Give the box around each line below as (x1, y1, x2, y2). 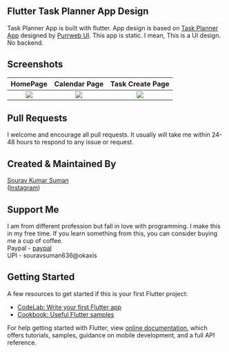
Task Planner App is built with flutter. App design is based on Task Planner (7, 23, 219, 32)
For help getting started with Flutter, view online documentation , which (7, 324, 208, 332)
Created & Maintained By (7, 158, 117, 170)
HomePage (10, 79, 48, 88)
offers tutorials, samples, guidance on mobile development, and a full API (7, 331, 215, 339)
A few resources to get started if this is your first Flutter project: (7, 289, 188, 297)
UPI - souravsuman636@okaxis (7, 251, 98, 260)
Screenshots (7, 59, 63, 70)
